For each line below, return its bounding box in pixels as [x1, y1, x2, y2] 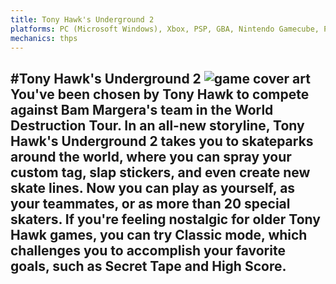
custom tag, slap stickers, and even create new [10, 164, 311, 181]
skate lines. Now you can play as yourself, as [10, 179, 296, 196]
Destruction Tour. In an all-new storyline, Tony [10, 117, 305, 134]
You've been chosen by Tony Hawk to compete [10, 86, 310, 103]
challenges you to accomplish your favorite [10, 242, 286, 259]
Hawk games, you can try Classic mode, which [10, 226, 308, 243]
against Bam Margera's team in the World [10, 101, 274, 118]
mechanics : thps [10, 33, 78, 43]
